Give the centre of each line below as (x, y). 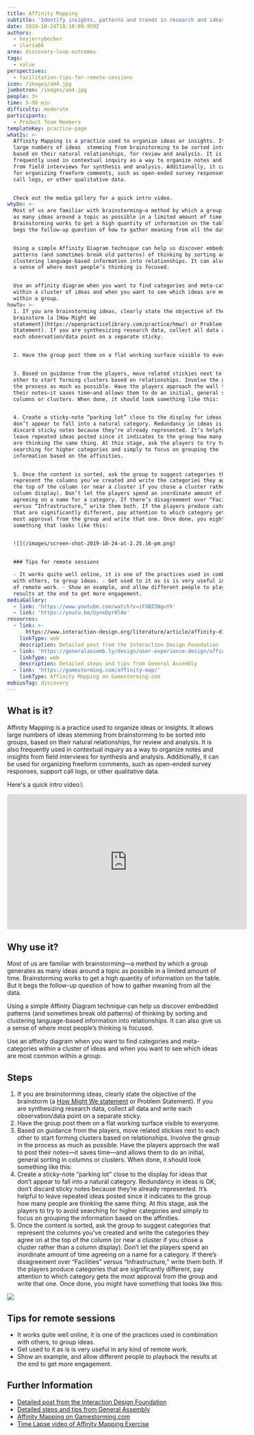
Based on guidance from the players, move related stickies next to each (118, 1131)
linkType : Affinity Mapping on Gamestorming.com (90, 677)
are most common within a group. (55, 1056)
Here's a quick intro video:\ (45, 784)
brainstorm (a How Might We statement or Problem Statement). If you (115, 1101)
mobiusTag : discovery (38, 683)
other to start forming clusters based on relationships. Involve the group (118, 1138)
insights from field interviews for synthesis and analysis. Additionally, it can (113, 757)
